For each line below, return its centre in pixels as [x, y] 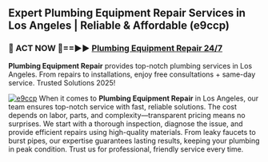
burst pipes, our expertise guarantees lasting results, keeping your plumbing [134, 140]
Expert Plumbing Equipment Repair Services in [127, 13]
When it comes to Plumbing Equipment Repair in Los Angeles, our [149, 98]
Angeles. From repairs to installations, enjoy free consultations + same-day [132, 74]
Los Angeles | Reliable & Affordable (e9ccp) [119, 26]
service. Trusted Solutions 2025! [62, 82]
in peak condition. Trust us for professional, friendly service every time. [126, 149]
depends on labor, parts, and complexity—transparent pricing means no [127, 115]
